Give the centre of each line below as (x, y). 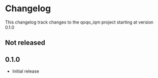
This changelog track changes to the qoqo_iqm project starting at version (79, 22)
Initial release (26, 71)
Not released (25, 43)
